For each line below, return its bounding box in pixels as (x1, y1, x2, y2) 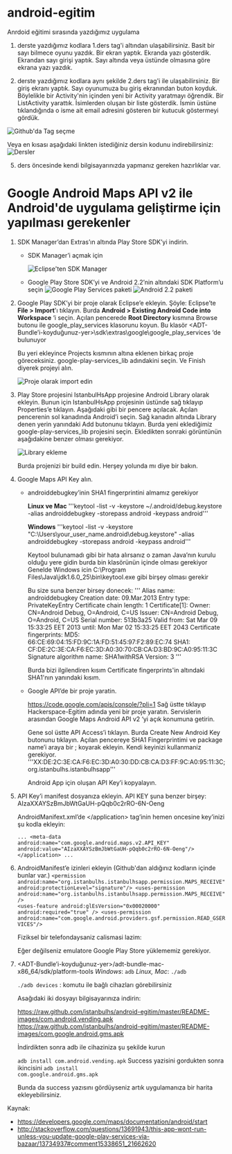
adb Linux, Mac (124, 967, 168, 975)
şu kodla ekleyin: (17, 819, 66, 828)
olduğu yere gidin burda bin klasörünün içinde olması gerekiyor (27, 558, 208, 566)
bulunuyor (17, 335, 47, 344)
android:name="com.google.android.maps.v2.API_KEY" (17, 840, 170, 846)
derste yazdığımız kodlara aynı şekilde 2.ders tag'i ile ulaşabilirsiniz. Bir (17, 76, 220, 85)
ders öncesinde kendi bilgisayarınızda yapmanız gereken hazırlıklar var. (17, 161, 221, 169)
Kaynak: (7, 1103, 30, 1112)
